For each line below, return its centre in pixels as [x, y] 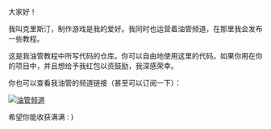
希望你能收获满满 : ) [41, 117]
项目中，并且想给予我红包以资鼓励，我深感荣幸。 [96, 66]
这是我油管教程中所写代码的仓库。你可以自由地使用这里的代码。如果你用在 [132, 56]
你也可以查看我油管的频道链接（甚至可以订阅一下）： [95, 83]
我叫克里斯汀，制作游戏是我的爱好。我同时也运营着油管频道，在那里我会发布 [135, 29]
